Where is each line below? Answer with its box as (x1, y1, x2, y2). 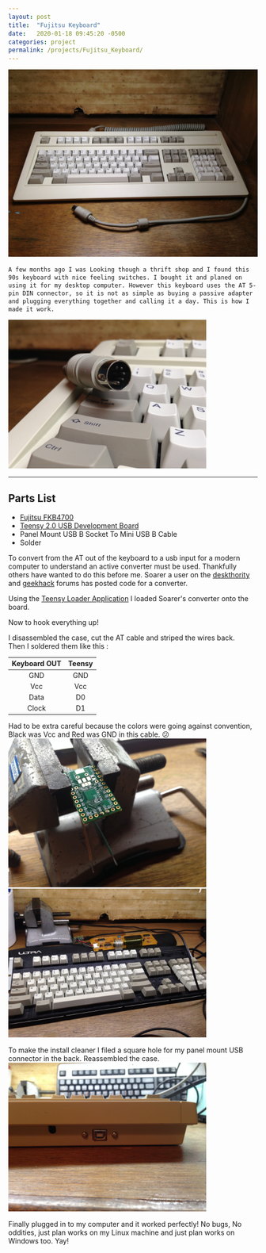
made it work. (8, 305, 55, 313)
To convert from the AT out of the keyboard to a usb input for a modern (8, 553, 241, 562)
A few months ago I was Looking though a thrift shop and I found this (8, 266, 249, 274)
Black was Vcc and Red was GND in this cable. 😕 (8, 730, 170, 739)
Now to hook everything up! (8, 617, 99, 626)
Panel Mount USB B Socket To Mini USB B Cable (19, 529, 178, 538)
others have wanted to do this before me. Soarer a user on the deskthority (8, 569, 250, 579)
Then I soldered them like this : (8, 641, 109, 650)
